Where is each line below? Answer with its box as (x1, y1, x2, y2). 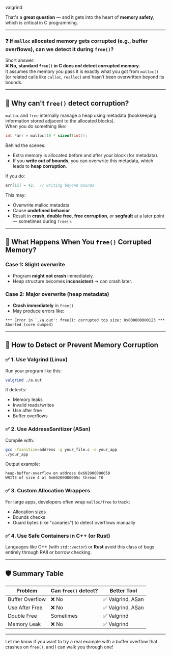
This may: (5, 192, 26, 198)
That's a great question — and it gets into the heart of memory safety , (5, 14, 155, 20)
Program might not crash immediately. (12, 272, 94, 279)
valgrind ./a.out (5, 377, 42, 383)
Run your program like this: (5, 367, 62, 374)
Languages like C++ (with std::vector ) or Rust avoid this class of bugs (5, 544, 155, 550)
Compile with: (5, 437, 35, 443)
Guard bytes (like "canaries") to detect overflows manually (12, 519, 136, 525)
